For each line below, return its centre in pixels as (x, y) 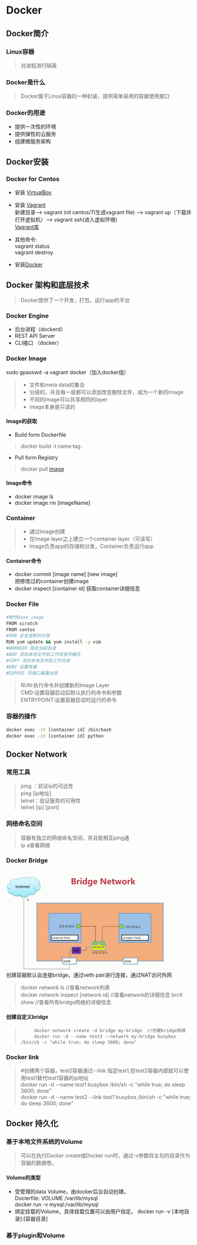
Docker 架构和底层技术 (48, 285)
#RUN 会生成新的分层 (28, 636)
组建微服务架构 (33, 141)
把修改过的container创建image (52, 581)
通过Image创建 (47, 532)
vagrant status (32, 246)
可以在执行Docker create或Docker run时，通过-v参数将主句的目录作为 (105, 1156)
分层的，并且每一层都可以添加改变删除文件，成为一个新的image (106, 392)
